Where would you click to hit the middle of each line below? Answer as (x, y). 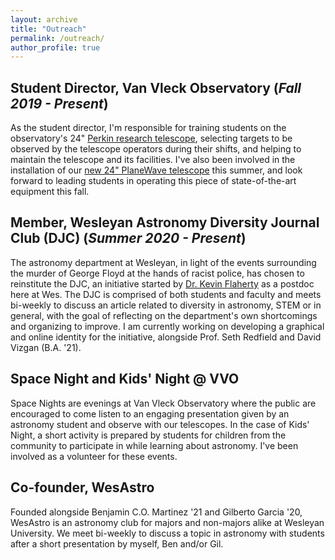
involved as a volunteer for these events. (94, 456)
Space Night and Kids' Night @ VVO (125, 379)
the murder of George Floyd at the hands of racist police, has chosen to (157, 273)
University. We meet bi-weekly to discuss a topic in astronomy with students (167, 533)
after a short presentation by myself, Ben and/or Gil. (117, 543)
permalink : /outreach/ (57, 38)
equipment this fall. (50, 192)
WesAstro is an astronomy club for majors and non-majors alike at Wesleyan (167, 522)
